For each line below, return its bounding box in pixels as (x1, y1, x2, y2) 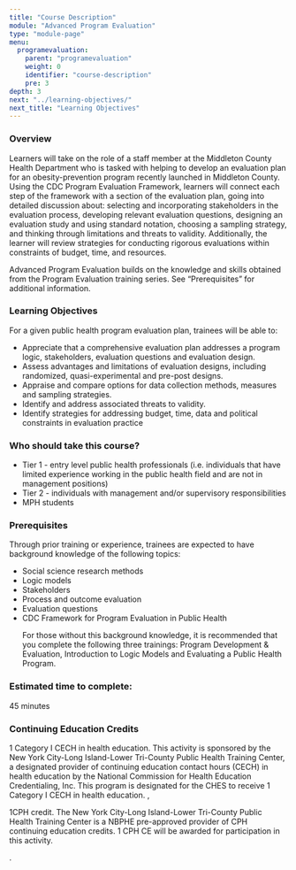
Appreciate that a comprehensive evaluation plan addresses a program (21, 342, 281, 352)
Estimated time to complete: (9, 681, 133, 693)
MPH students (21, 497, 74, 508)
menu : (9, 37, 29, 47)
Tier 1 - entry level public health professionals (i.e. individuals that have (21, 459, 281, 470)
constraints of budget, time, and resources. (9, 247, 167, 258)
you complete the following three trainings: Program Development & (21, 639, 269, 651)
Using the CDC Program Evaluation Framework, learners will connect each (9, 181, 280, 191)
